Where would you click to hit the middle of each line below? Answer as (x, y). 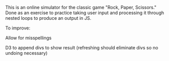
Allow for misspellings (28, 38)
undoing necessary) (26, 53)
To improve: (18, 28)
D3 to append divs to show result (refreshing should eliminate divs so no (82, 48)
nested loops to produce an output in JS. (48, 18)
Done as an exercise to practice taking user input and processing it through (85, 13)
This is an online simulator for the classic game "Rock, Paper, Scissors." (81, 7)
